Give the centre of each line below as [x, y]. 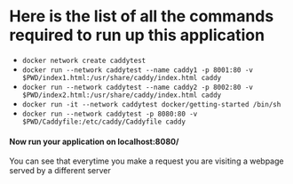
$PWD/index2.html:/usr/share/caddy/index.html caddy [122, 95]
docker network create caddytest [84, 60]
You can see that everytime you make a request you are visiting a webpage [146, 161]
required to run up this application [137, 35]
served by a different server [60, 171]
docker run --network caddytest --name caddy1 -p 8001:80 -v [138, 70]
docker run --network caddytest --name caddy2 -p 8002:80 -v [138, 87]
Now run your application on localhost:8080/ [94, 141]
